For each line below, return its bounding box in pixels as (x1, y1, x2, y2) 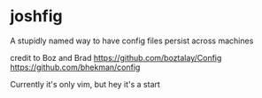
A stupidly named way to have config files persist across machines (10, 35, 254, 46)
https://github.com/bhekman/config (10, 62, 141, 72)
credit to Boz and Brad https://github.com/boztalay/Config (10, 52, 222, 63)
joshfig (10, 6, 63, 26)
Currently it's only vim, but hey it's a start (10, 79, 160, 89)
